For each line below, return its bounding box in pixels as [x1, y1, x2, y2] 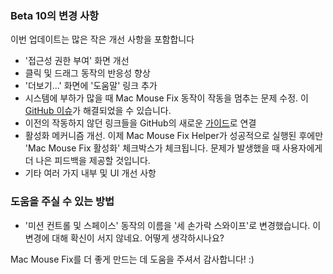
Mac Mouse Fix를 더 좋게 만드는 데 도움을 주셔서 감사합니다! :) [10, 253, 255, 265]
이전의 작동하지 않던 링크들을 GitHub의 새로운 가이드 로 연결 [24, 117, 257, 129]
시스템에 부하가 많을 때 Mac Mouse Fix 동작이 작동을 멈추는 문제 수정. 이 [24, 92, 309, 104]
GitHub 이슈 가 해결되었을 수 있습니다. [24, 105, 172, 117]
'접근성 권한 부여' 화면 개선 [24, 55, 130, 67]
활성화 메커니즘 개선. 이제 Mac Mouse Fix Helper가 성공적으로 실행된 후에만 [24, 130, 324, 142]
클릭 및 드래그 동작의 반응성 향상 [24, 67, 151, 79]
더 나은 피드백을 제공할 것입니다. [24, 155, 151, 167]
